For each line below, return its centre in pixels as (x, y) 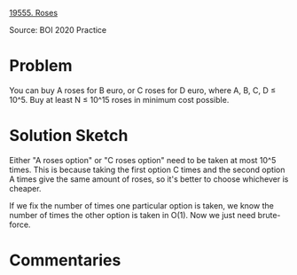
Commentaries (65, 260)
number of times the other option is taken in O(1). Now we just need (133, 215)
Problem (41, 66)
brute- (269, 215)
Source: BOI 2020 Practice (58, 30)
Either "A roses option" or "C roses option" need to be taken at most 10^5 (143, 160)
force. (20, 224)
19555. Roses (34, 13)
